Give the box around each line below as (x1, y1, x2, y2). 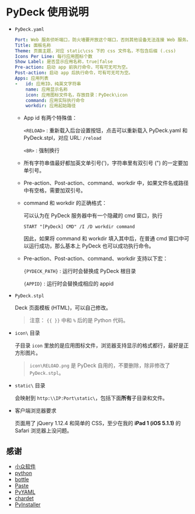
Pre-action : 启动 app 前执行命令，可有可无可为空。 (14, 65, 131, 70)
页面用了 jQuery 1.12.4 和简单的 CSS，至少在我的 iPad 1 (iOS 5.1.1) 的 (14, 420, 181, 427)
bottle (14, 476, 30, 483)
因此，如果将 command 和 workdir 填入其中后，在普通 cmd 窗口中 (23, 235, 184, 242)
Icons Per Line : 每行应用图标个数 (14, 53, 93, 59)
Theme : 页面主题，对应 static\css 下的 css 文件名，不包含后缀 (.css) (14, 48, 176, 54)
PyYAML (14, 489, 35, 496)
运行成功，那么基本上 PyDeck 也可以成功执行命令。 (28, 242, 155, 249)
